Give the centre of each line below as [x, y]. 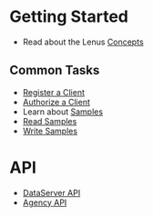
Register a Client [53, 92]
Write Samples [50, 131]
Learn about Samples [62, 112]
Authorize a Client [56, 102]
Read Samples [50, 121]
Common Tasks [55, 70]
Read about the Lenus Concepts [83, 42]
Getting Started [69, 17]
